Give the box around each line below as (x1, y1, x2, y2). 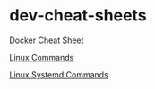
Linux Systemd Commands (9, 69, 109, 80)
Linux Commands (9, 52, 74, 62)
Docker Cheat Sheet (9, 35, 84, 45)
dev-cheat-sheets (9, 5, 147, 26)
